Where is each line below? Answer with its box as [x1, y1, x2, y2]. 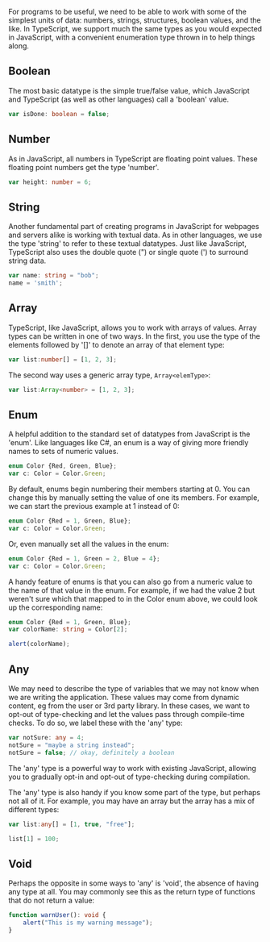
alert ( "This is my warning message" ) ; [23, 919, 153, 927]
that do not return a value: [8, 895, 95, 906]
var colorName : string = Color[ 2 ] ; [8, 625, 128, 634]
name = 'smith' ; [8, 279, 63, 287]
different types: [8, 804, 60, 814]
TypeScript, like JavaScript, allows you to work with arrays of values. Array [8, 323, 257, 332]
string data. [8, 256, 47, 265]
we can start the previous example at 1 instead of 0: [8, 502, 180, 511]
